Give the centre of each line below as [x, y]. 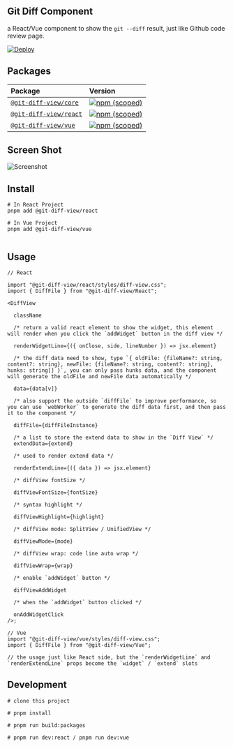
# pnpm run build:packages [46, 725]
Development [37, 685]
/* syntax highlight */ [48, 505]
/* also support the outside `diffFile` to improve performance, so [115, 401]
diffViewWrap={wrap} [43, 566]
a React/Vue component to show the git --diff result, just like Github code [116, 28]
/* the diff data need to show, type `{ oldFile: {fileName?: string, [118, 359]
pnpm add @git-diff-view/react [53, 211]
